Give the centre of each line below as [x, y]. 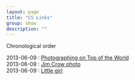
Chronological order [31, 46]
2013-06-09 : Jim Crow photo [43, 64]
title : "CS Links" [29, 18]
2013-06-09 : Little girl [35, 71]
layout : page [23, 12]
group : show [21, 23]
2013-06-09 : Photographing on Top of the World [67, 58]
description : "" [27, 29]
